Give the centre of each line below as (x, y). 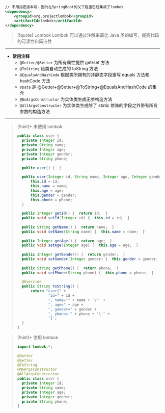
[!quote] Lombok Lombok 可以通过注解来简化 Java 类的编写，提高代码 (88, 35)
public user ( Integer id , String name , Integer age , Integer (84, 177)
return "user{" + (48, 291)
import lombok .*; (35, 347)
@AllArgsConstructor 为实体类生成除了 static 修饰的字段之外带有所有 (89, 105)
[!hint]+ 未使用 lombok (40, 127)
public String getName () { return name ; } (68, 227)
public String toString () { (51, 286)
